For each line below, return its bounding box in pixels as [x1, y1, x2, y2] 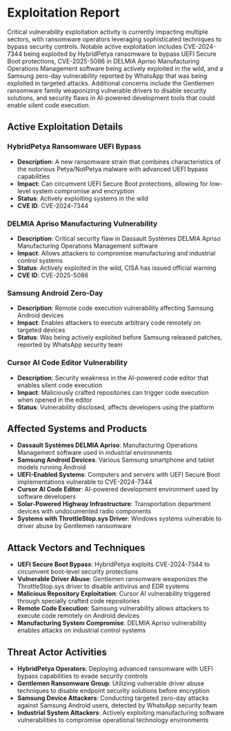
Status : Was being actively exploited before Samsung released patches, [17, 333, 223, 342]
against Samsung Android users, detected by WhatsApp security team [17, 701, 217, 709]
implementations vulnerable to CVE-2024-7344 [17, 478, 153, 486]
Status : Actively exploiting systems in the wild [17, 194, 148, 202]
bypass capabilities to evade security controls [17, 672, 148, 680]
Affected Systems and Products [7, 422, 147, 434]
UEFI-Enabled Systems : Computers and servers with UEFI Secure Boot [17, 471, 221, 479]
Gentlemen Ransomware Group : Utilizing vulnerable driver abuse [17, 679, 205, 688]
